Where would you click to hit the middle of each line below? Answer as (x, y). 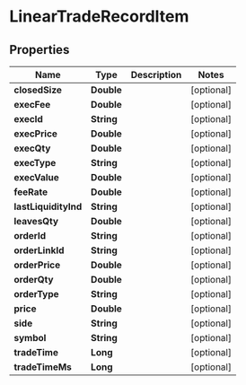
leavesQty (36, 221)
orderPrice (37, 265)
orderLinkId (39, 250)
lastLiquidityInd (48, 206)
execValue (37, 177)
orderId (30, 236)
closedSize (38, 90)
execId (28, 119)
